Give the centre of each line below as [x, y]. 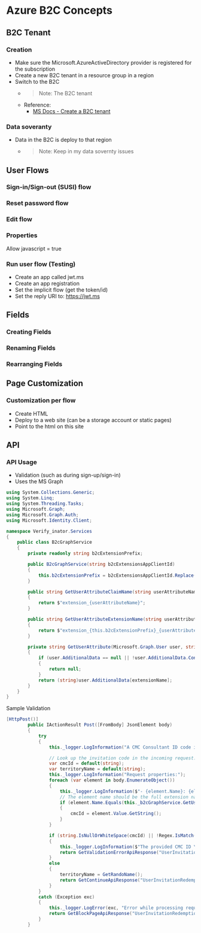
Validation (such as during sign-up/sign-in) [68, 475]
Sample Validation [28, 708]
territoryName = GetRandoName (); [101, 875]
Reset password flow [37, 203]
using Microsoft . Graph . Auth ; [42, 515]
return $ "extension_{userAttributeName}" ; [92, 603]
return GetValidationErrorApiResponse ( [109, 852]
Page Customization [45, 384]
